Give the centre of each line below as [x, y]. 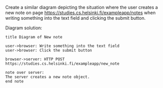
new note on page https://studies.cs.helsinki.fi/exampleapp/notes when [80, 13]
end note [15, 81]
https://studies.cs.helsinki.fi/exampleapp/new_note [62, 64]
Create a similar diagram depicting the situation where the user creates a [81, 7]
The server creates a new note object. [48, 77]
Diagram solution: [24, 28]
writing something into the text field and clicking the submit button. [76, 18]
